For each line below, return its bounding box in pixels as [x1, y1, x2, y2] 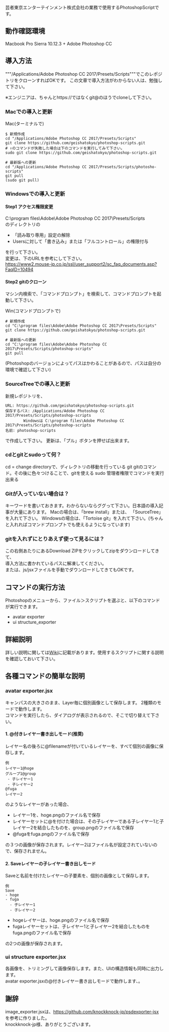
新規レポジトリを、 [5, 393, 45, 399]
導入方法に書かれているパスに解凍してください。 [5, 560, 107, 567]
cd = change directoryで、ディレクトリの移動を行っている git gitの [5, 464, 143, 470]
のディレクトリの [5, 221, 41, 227]
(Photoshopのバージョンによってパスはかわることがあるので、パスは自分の [5, 360, 161, 366]
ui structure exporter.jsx [5, 954, 67, 961]
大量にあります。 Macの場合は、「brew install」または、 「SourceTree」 [14, 509, 163, 515]
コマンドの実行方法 [5, 583, 65, 592]
